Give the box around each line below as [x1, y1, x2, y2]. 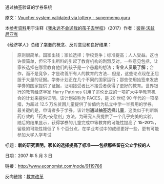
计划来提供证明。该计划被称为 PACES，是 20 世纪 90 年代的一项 [25, 95, 155, 101]
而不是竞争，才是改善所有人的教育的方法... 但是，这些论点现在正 [25, 71, 155, 76]
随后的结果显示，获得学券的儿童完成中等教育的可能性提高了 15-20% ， [17, 120, 159, 125]
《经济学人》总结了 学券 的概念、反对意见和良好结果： [5, 42, 112, 48]
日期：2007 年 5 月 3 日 [5, 153, 53, 158]
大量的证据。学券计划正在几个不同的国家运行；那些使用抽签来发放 [25, 77, 159, 82]
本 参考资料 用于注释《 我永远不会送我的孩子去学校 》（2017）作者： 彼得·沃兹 [5, 25, 155, 31]
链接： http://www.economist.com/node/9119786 [5, 163, 102, 169]
